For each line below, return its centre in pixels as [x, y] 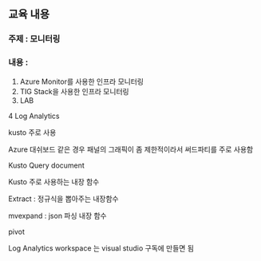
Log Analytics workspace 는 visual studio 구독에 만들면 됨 [101, 248]
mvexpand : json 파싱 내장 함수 [58, 216]
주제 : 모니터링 [34, 39]
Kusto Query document [47, 165]
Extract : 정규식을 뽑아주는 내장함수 [63, 199]
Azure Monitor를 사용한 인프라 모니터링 [81, 81]
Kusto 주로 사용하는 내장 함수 [54, 181]
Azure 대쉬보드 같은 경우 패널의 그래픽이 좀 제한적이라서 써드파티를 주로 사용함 [131, 149]
